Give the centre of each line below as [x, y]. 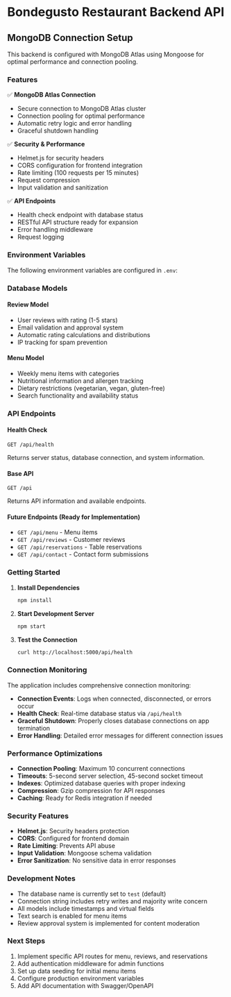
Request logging [41, 237]
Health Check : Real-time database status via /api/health [99, 713]
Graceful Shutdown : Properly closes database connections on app [113, 721]
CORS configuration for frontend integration [80, 165]
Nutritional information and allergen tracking [80, 381]
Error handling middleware [55, 230]
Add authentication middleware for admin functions [91, 963]
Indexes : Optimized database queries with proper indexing [101, 783]
